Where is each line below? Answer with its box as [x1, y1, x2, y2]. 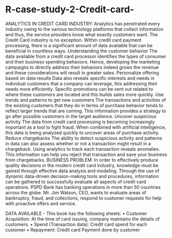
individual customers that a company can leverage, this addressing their [5, 81, 158, 87]
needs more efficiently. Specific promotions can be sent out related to [5, 86, 153, 92]
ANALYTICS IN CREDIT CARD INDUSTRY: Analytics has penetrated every [5, 21, 160, 27]
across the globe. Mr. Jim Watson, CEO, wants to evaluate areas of [5, 189, 146, 195]
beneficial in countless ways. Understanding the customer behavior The [5, 48, 158, 54]
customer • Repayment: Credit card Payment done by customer [5, 227, 140, 233]
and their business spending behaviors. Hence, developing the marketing [5, 58, 160, 65]
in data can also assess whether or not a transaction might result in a [5, 140, 151, 147]
